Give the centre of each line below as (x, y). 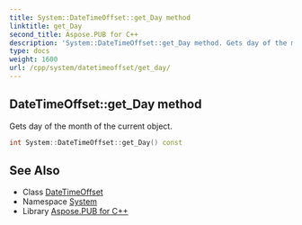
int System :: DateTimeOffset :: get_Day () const (96, 142)
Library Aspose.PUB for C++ (75, 211)
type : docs (30, 51)
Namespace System (59, 202)
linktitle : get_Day (46, 26)
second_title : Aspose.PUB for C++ (74, 34)
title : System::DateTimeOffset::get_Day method (100, 18)
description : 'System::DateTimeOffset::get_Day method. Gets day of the (148, 43)
